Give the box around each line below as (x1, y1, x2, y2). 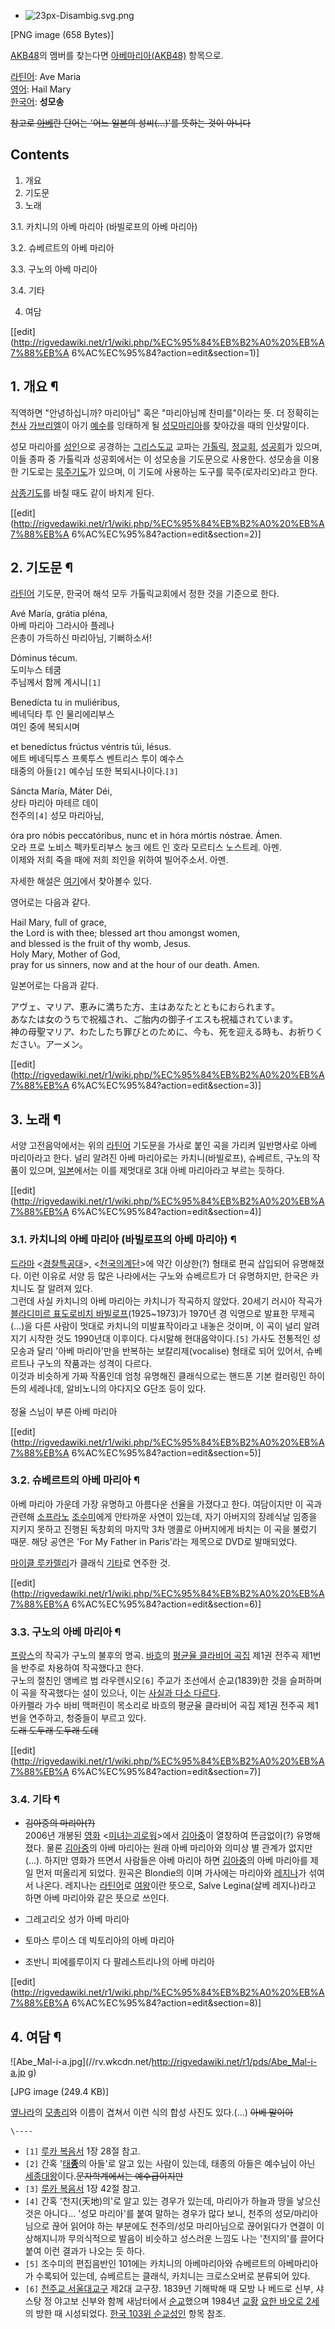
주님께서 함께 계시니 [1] (10, 676, 102, 689)
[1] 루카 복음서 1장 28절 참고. (24, 2145, 141, 2157)
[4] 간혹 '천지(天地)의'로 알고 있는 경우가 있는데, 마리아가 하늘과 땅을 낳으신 (24, 2195, 321, 2207)
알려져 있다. (47, 1282, 93, 1294)
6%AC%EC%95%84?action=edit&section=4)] (71, 1206, 262, 1218)
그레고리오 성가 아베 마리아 (24, 1913, 130, 1925)
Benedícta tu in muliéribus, (10, 696, 121, 709)
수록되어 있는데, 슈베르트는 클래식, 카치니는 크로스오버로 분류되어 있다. (35, 2270, 311, 2282)
